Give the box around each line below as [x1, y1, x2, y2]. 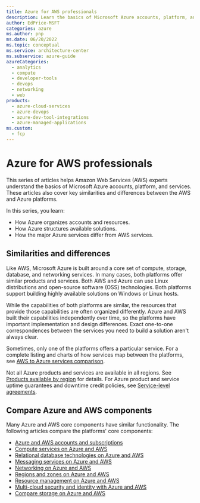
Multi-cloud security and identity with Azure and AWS [14, 483, 147, 490]
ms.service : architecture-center [6, 48, 89, 54]
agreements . [6, 388, 37, 395]
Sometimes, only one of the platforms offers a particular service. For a [6, 345, 179, 352]
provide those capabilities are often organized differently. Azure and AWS [6, 308, 186, 315]
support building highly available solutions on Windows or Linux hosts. [6, 290, 179, 297]
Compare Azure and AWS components [6, 406, 152, 416]
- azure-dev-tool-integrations [11, 114, 89, 120]
